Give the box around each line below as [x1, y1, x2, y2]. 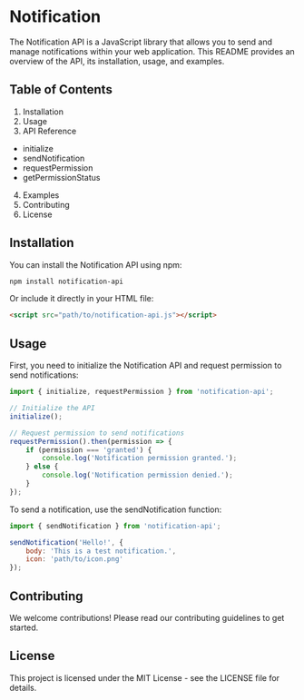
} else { [25, 462, 59, 471]
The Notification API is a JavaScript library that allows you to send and [9, 36, 273, 47]
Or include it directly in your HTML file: [9, 293, 154, 304]
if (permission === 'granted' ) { [25, 445, 152, 455]
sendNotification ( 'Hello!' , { [9, 537, 124, 547]
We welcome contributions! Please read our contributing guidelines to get [9, 612, 285, 623]
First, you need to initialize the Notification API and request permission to [9, 360, 282, 371]
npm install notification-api [9, 277, 124, 286]
